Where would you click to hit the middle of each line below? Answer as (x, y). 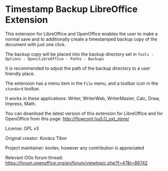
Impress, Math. (21, 103)
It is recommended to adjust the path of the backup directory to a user (78, 68)
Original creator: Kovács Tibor (36, 138)
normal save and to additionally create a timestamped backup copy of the (81, 39)
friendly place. (20, 73)
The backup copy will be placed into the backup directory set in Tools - (79, 54)
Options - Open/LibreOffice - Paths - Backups (55, 59)
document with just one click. (36, 44)
